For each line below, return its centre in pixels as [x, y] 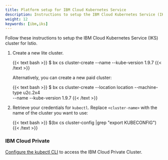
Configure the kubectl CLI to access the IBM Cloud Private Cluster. [74, 152]
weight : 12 [16, 19]
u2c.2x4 [32, 92]
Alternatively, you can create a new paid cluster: [62, 77]
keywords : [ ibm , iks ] [27, 24]
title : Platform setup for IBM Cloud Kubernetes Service [66, 10]
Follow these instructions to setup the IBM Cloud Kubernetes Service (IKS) [82, 38]
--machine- [146, 87]
